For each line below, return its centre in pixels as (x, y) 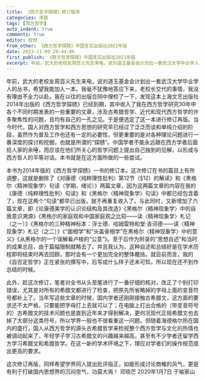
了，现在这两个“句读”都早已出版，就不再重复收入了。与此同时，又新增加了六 (102, 201)
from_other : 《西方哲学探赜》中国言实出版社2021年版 (67, 46)
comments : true (26, 35)
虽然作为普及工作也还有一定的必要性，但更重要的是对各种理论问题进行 (105, 134)
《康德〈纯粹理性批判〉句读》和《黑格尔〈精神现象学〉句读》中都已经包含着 (103, 193)
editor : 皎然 (22, 40)
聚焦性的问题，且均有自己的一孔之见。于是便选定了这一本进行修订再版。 (102, 119)
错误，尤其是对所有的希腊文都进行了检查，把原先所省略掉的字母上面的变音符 (103, 290)
